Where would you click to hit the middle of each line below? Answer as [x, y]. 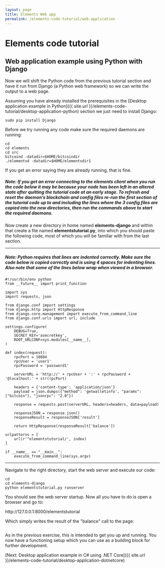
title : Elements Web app [30, 14]
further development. [27, 546]
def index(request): [26, 353]
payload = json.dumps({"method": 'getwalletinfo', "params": [78, 392]
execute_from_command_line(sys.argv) [53, 457]
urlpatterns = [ [22, 435]
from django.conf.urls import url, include [50, 319]
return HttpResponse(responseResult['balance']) [65, 426]
